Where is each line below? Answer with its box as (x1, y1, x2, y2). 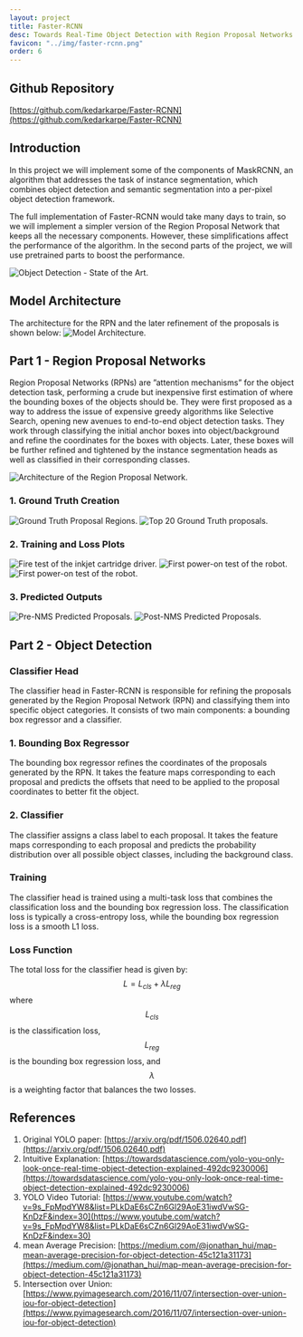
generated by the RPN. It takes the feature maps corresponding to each (9, 767, 276, 778)
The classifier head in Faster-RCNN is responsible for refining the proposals (9, 685, 292, 696)
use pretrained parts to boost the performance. (9, 249, 185, 260)
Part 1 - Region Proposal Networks (9, 353, 206, 368)
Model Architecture (9, 294, 122, 309)
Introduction (9, 140, 81, 156)
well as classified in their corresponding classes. (9, 454, 191, 465)
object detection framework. (9, 193, 116, 204)
